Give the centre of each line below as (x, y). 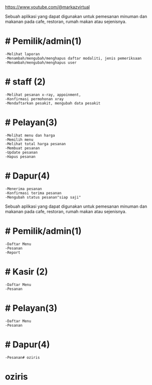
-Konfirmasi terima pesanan (33, 193)
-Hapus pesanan (20, 157)
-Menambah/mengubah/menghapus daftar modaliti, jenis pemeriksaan (73, 58)
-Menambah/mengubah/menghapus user (41, 63)
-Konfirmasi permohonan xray (34, 99)
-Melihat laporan (23, 54)
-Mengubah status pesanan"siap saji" (43, 197)
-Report (13, 252)
